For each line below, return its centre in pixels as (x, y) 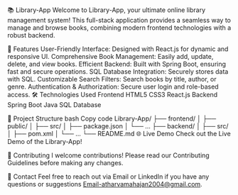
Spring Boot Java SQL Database (54, 105)
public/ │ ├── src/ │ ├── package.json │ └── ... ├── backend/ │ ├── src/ (118, 126)
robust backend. (31, 35)
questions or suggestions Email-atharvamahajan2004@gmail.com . (105, 184)
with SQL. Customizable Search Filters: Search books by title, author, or (112, 79)
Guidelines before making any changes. (65, 163)
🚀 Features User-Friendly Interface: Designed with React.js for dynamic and (118, 49)
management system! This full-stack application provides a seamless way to (119, 20)
